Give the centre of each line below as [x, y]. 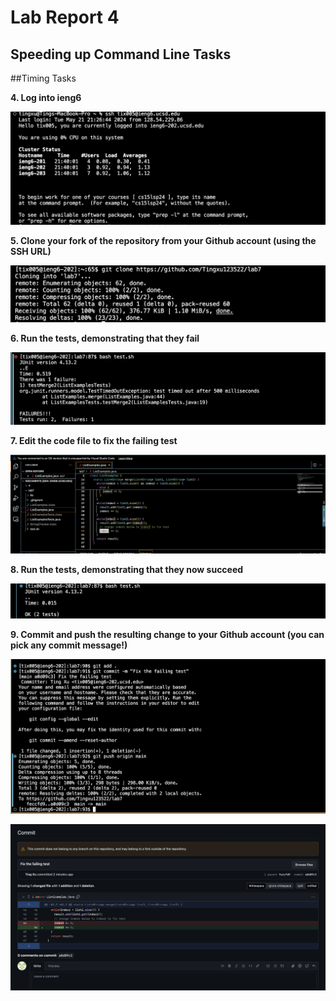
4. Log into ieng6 [46, 97]
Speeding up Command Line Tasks [121, 54]
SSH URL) [31, 252]
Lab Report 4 [65, 17]
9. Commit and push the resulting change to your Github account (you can [167, 634]
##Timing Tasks [43, 78]
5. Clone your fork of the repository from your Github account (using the [163, 241]
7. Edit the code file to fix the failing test [94, 441]
